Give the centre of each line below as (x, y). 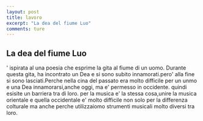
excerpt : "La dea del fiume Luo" (49, 23)
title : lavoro (24, 18)
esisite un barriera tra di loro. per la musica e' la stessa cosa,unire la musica (101, 94)
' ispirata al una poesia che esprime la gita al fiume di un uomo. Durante (96, 68)
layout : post (23, 12)
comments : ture (26, 29)
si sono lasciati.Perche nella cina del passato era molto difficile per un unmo (101, 81)
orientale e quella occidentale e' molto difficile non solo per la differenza (97, 100)
